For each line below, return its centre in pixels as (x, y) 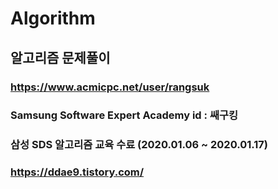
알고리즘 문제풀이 (60, 57)
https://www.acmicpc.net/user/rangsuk (110, 87)
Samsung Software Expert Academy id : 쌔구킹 (124, 115)
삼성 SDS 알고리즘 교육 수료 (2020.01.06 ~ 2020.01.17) (139, 145)
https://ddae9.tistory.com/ (77, 172)
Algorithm (53, 18)
